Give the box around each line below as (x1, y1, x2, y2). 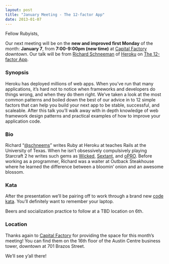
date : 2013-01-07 (5, 17, 42, 22)
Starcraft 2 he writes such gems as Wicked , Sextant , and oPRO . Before (5, 152, 152, 159)
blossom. (5, 169, 24, 175)
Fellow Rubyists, (5, 31, 39, 37)
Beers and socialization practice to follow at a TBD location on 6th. (5, 208, 144, 215)
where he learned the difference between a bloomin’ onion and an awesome (5, 164, 164, 170)
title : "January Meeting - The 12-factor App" (5, 12, 105, 17)
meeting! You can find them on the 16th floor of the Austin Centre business (5, 238, 160, 244)
